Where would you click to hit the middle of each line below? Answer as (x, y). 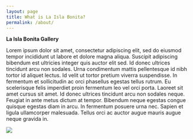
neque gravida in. (27, 119)
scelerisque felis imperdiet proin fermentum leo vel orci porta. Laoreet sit (95, 88)
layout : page (22, 11)
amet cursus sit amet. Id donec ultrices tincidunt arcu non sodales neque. (95, 94)
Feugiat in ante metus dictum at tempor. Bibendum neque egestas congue (96, 100)
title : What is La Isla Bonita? (46, 17)
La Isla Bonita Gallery (32, 39)
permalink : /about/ (30, 22)
